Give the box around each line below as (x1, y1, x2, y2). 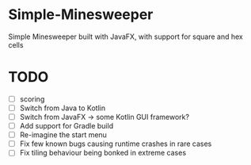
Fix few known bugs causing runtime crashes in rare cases (19, 139, 212, 148)
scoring (19, 94, 45, 104)
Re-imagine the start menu (19, 130, 107, 140)
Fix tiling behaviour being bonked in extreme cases (19, 148, 187, 158)
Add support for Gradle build (19, 121, 113, 131)
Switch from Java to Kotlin (19, 103, 105, 113)
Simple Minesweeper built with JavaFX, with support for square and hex (8, 32, 244, 41)
